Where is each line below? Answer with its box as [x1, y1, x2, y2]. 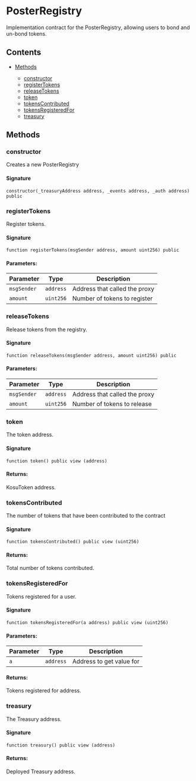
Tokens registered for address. [6, 687, 81, 694]
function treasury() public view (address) [6, 742, 116, 748]
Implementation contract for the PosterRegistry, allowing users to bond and [6, 24, 190, 31]
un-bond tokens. [6, 30, 47, 37]
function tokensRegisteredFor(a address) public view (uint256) [6, 619, 169, 625]
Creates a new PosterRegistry [6, 161, 79, 168]
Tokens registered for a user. [6, 593, 77, 600]
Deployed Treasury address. [6, 768, 76, 775]
